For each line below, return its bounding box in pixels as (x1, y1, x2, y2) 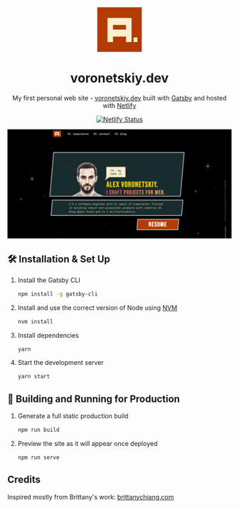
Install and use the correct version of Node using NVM (17, 303, 178, 312)
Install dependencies (17, 331, 80, 339)
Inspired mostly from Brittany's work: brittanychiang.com (7, 492, 174, 501)
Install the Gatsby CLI (17, 276, 80, 284)
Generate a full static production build (17, 412, 129, 420)
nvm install (17, 318, 53, 325)
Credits (7, 474, 41, 486)
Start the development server (17, 358, 105, 367)
